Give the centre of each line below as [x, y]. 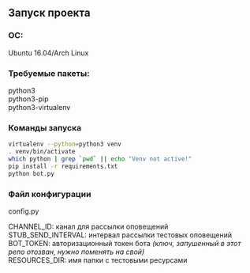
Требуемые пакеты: [49, 73]
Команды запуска [45, 127]
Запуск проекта [49, 13]
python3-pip [28, 99]
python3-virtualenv [39, 107]
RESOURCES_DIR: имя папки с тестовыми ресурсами [98, 260]
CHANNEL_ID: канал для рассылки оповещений [88, 226]
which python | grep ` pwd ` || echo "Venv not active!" [100, 159]
